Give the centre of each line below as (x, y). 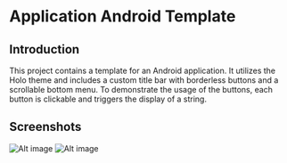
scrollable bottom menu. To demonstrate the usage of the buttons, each (141, 90)
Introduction (45, 49)
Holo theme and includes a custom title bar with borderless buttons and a (144, 80)
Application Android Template (123, 16)
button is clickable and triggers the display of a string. (108, 99)
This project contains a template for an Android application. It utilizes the (143, 70)
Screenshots (45, 127)
